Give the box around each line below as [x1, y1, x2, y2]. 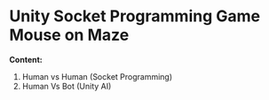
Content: [9, 54, 43, 65]
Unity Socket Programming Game [9, 6, 260, 27]
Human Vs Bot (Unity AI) [21, 81, 112, 91]
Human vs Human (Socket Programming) [21, 71, 173, 81]
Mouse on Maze [9, 25, 130, 45]
